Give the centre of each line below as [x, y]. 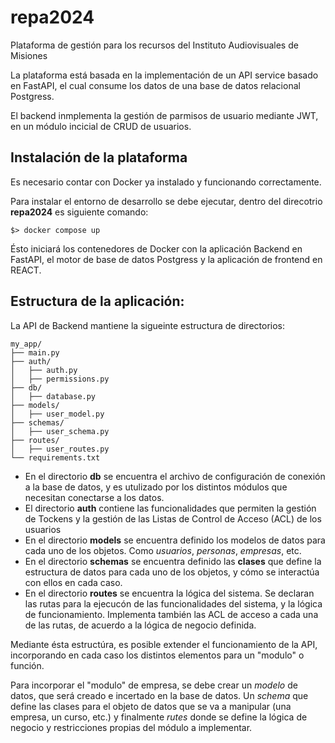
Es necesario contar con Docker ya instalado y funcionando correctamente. [166, 182]
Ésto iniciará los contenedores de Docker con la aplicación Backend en [156, 248]
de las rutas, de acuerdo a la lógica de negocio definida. [140, 625]
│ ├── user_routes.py [60, 449]
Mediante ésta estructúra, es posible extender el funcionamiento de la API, [164, 644]
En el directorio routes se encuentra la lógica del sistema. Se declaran [169, 593]
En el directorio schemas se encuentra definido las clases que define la [173, 561]
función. [27, 665]
